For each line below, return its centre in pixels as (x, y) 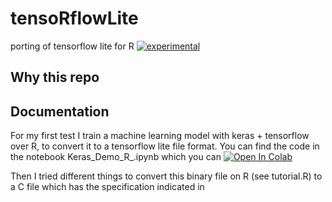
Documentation (60, 111)
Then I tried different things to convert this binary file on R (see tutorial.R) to (166, 176)
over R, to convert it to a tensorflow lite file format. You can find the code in (165, 146)
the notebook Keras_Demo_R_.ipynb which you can (116, 157)
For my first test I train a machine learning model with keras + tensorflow (160, 136)
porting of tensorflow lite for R (72, 46)
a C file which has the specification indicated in (107, 187)
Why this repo (55, 77)
